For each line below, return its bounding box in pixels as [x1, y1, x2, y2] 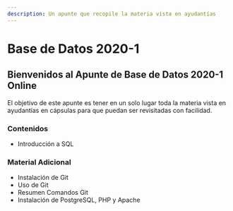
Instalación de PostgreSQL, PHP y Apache [17, 195, 141, 205]
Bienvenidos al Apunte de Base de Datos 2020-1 [7, 68, 224, 81]
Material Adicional [7, 157, 72, 167]
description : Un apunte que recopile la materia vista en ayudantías [7, 10, 217, 18]
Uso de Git [17, 181, 49, 189]
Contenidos [7, 123, 49, 133]
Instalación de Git [17, 174, 69, 182]
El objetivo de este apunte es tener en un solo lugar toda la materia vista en [7, 98, 227, 107]
